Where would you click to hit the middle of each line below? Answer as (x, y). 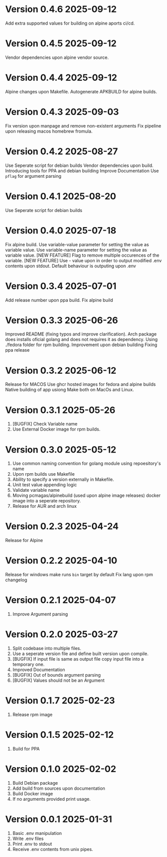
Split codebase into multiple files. (47, 648)
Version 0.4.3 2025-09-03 (62, 112)
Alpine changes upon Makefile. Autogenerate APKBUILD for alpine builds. (81, 91)
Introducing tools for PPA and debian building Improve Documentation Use (82, 171)
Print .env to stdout (32, 844)
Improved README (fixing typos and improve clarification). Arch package (81, 334)
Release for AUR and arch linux (44, 506)
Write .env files (28, 838)
